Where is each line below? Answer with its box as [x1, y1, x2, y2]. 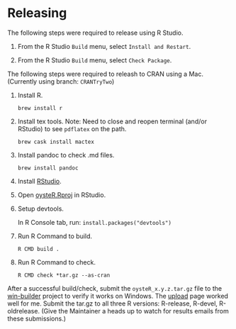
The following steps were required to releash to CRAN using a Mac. [7, 69, 204, 78]
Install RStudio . [17, 177, 62, 185]
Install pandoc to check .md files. [17, 150, 115, 159]
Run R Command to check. [17, 257, 96, 267]
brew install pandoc [17, 164, 79, 172]
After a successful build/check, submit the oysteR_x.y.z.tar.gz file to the [7, 284, 222, 292]
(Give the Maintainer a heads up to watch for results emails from [41, 306, 229, 315]
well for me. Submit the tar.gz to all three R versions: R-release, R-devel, [7, 299, 218, 308]
